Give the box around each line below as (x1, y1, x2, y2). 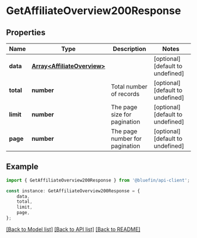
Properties (6, 28, 46, 38)
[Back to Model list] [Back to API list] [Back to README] (6, 226, 141, 233)
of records (111, 90, 140, 98)
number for (111, 135, 142, 142)
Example (6, 162, 39, 172)
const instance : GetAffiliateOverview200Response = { (6, 188, 141, 194)
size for (111, 110, 132, 118)
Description (113, 45, 147, 53)
